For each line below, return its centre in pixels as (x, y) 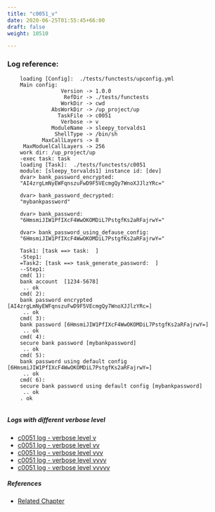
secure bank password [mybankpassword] (78, 343)
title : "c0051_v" (33, 14)
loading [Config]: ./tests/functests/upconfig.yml (97, 79)
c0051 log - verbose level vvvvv (64, 467)
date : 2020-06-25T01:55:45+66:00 (56, 20)
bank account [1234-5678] (59, 282)
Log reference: (33, 64)
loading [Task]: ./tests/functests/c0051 (83, 165)
